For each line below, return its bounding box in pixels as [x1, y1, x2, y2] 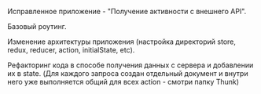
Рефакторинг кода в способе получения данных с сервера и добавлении [7, 60, 254, 70]
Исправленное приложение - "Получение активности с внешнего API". [7, 7, 247, 16]
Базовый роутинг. [7, 22, 67, 31]
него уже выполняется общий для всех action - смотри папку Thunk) [7, 78, 240, 86]
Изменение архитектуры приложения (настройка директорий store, [7, 37, 237, 46]
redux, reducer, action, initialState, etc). [7, 45, 135, 54]
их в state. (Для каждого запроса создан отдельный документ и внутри [7, 69, 248, 78]
